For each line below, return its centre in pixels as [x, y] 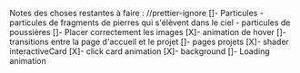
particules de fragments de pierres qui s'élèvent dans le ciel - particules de [150, 23]
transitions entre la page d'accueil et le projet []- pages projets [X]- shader [149, 41]
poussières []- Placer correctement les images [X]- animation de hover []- [148, 32]
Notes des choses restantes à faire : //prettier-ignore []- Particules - [136, 13]
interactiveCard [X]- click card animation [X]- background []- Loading [140, 51]
